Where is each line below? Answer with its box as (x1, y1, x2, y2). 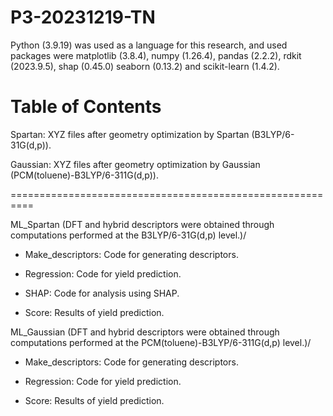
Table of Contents (10, 96, 162, 118)
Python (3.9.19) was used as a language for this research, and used (10, 39, 288, 51)
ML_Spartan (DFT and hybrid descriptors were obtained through (10, 218, 275, 230)
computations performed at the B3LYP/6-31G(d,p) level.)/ (10, 229, 247, 241)
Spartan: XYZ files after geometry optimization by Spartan (10, 128, 250, 140)
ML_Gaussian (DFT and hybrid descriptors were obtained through (10, 326, 280, 338)
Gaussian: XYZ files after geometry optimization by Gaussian (10, 158, 261, 170)
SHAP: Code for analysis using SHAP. (24, 287, 180, 299)
